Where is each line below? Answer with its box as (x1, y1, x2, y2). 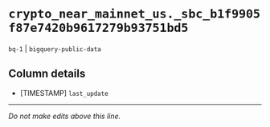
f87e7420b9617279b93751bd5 (8, 21, 189, 36)
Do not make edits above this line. (8, 111, 121, 121)
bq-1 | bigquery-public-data (8, 43, 102, 54)
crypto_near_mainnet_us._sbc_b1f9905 (8, 6, 261, 22)
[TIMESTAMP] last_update (19, 88, 108, 97)
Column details (8, 67, 86, 81)
